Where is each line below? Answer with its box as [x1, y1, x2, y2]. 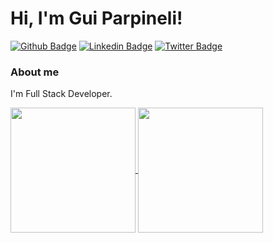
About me [10, 65, 60, 79]
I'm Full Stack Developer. [10, 88, 113, 100]
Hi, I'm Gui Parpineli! [10, 7, 183, 30]
